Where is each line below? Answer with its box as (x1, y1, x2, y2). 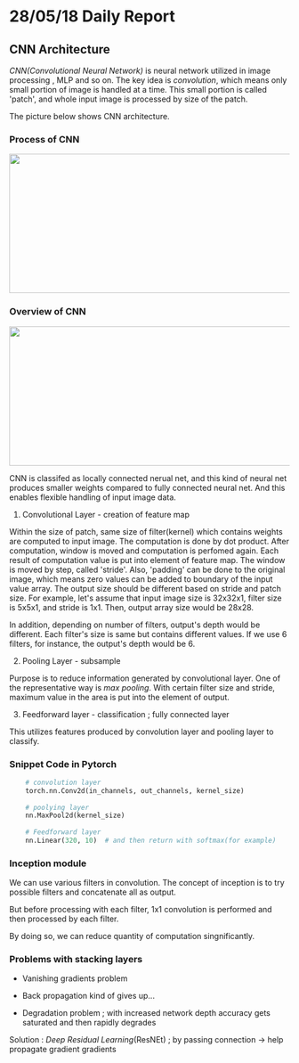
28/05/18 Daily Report (9, 6, 176, 27)
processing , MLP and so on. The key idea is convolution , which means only (9, 75, 287, 86)
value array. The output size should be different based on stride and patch (9, 583, 282, 593)
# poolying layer (25, 803, 90, 812)
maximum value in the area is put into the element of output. (9, 691, 230, 702)
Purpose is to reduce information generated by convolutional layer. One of (9, 673, 281, 683)
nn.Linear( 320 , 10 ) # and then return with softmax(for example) (25, 836, 277, 846)
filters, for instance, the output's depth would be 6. (9, 638, 196, 649)
